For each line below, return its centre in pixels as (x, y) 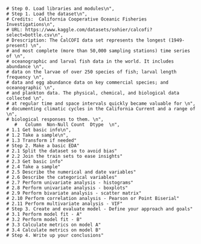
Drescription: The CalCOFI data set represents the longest (89, 40)
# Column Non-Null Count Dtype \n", (67, 125)
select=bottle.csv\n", (35, 35)
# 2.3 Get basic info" (35, 161)
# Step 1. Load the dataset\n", (47, 14)
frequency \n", (25, 77)
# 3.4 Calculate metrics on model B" (54, 230)
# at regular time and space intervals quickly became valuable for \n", (101, 104)
